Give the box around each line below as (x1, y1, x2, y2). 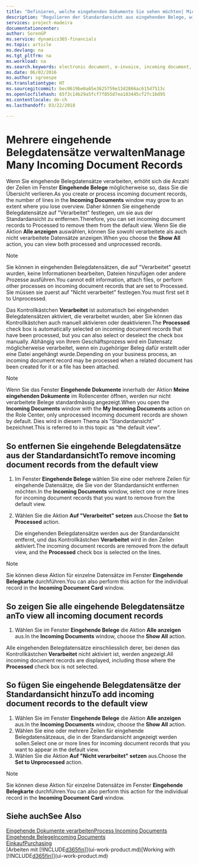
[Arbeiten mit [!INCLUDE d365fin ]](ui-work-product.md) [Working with (6, 845, 176, 853)
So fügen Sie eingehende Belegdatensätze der (6, 680, 181, 690)
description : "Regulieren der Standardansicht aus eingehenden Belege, (6, 14, 187, 20)
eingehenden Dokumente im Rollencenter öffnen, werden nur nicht (6, 392, 171, 400)
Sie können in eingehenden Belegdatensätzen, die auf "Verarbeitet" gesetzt (6, 264, 191, 271)
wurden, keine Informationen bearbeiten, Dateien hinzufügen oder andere (6, 270, 187, 277)
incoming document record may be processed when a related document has (6, 357, 193, 364)
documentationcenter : (6, 25, 60, 31)
